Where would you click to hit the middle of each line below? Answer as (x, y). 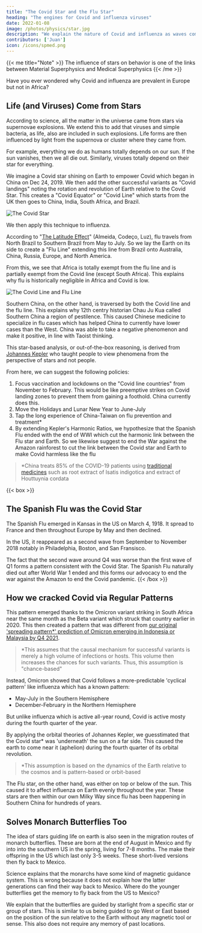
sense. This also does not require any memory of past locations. (86, 924)
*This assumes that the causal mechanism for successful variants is (106, 650)
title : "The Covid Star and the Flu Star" (60, 12)
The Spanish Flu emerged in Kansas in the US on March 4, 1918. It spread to (100, 523)
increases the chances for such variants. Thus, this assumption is (102, 662)
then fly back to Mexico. (36, 862)
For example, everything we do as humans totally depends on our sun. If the (100, 151)
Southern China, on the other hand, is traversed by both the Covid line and (98, 303)
